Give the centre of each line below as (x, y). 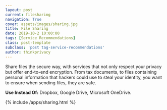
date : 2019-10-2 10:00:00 (32, 33)
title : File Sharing (27, 29)
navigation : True (23, 19)
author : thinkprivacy (28, 52)
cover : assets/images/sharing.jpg (42, 24)
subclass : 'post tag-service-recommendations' (55, 47)
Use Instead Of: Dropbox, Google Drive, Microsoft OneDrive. (68, 92)
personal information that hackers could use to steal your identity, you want (84, 77)
